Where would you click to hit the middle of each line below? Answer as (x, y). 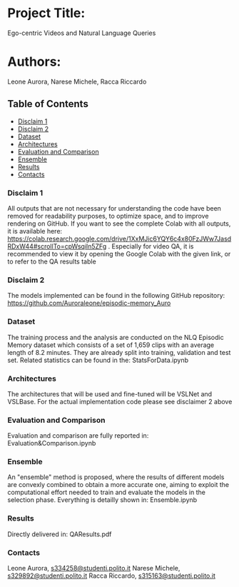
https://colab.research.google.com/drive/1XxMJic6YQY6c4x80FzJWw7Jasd (119, 239)
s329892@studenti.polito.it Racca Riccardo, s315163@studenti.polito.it (111, 576)
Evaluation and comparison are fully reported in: (78, 436)
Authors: (34, 62)
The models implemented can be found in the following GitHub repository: (116, 296)
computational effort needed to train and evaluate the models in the (106, 492)
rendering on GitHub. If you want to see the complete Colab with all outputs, (119, 224)
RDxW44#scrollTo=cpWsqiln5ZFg (57, 246)
